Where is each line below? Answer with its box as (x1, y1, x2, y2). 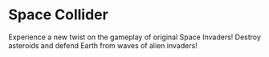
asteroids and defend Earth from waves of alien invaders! (8, 40, 198, 50)
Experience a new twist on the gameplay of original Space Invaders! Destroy (8, 32, 261, 42)
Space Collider (8, 6, 108, 24)
